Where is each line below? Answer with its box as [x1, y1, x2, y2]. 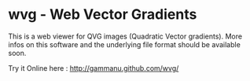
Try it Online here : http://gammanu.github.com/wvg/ [8, 63, 179, 72]
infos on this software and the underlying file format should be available [8, 39, 241, 49]
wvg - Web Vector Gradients [8, 6, 197, 24]
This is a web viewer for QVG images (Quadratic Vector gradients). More [8, 31, 242, 41]
